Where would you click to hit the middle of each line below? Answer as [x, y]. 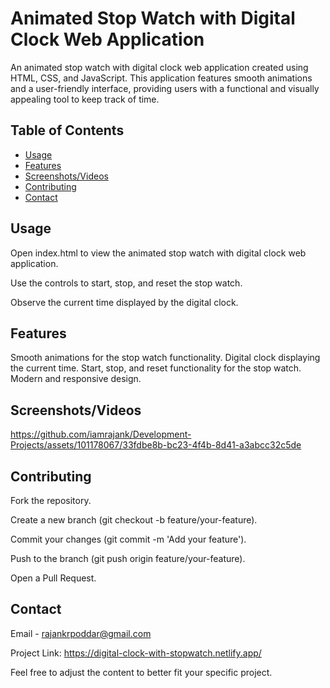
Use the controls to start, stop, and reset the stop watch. [126, 283]
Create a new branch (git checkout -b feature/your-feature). [134, 520]
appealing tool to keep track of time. [85, 99]
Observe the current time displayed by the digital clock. [124, 302]
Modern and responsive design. [76, 379]
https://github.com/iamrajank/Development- [101, 434]
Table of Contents [67, 130]
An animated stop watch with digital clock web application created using [159, 67]
